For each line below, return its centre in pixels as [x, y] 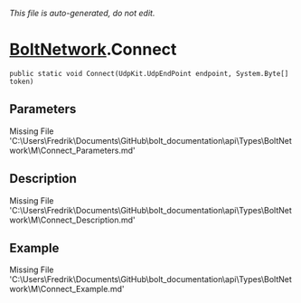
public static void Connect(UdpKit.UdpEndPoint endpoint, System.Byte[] [149, 73]
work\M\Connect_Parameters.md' [72, 150]
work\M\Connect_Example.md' [67, 289]
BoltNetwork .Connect [93, 50]
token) [22, 81]
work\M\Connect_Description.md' [72, 220]
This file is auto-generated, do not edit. [82, 13]
